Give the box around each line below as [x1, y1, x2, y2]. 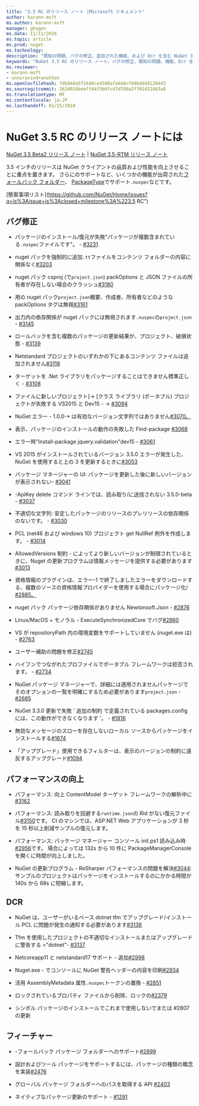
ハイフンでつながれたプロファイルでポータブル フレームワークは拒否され [14, 661, 194, 668]
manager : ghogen [6, 25, 46, 32]
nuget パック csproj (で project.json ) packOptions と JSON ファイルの [14, 274, 188, 281]
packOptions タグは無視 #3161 [14, 301, 88, 308]
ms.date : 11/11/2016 [6, 31, 58, 37]
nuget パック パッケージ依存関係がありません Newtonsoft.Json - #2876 [14, 604, 190, 611]
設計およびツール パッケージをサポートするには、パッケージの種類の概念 [14, 1060, 194, 1067]
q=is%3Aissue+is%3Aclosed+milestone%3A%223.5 [6, 197, 135, 205]
